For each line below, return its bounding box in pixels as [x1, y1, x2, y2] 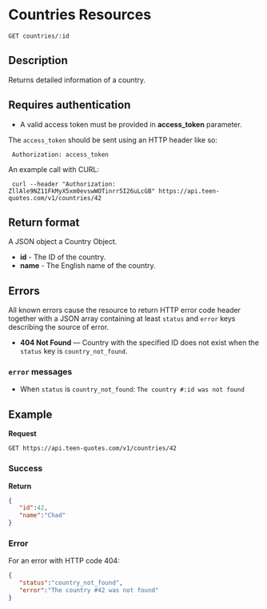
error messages [8, 367, 73, 378]
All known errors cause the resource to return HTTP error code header [8, 306, 241, 315]
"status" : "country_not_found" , [18, 579, 124, 587]
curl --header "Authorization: [11, 180, 116, 188]
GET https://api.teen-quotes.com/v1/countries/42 [8, 444, 177, 453]
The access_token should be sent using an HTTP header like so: [8, 134, 218, 145]
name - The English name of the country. [19, 261, 156, 270]
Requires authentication [8, 98, 131, 112]
